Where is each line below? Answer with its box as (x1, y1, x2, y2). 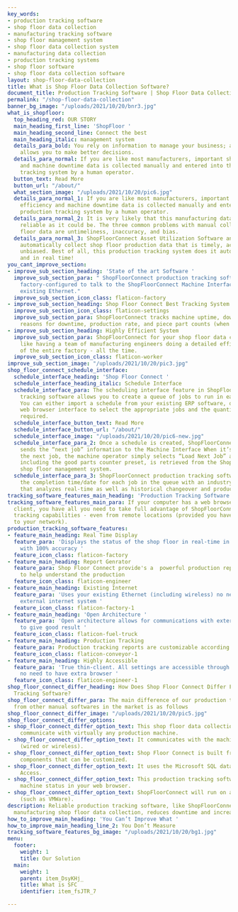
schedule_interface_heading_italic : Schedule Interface (13, 380, 182, 387)
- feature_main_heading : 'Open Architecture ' (7, 611, 147, 618)
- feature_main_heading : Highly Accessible (7, 657, 138, 664)
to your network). (13, 519, 69, 526)
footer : (13, 842, 37, 849)
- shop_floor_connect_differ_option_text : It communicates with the (7, 736, 214, 744)
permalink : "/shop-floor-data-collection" (7, 97, 135, 104)
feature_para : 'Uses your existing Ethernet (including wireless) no (13, 590, 223, 598)
